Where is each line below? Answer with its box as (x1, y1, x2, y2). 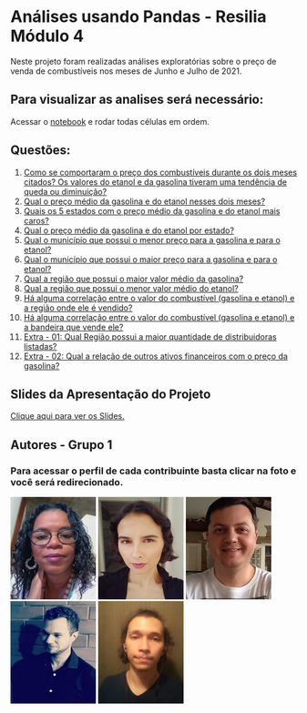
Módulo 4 (10, 25, 85, 46)
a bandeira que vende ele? (23, 321, 124, 332)
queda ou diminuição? (23, 186, 107, 197)
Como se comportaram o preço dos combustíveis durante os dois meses (23, 167, 298, 178)
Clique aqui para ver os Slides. (10, 411, 126, 422)
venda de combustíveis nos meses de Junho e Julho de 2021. (10, 66, 242, 76)
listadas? (23, 341, 57, 351)
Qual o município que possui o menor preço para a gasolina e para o (23, 234, 281, 245)
